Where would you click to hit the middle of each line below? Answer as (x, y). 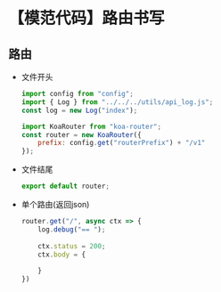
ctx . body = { (62, 255)
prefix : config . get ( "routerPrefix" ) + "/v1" (122, 143)
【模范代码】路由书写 (87, 18)
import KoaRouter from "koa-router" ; (91, 126)
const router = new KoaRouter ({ (81, 134)
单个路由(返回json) (55, 204)
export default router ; (65, 187)
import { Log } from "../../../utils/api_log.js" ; (117, 102)
